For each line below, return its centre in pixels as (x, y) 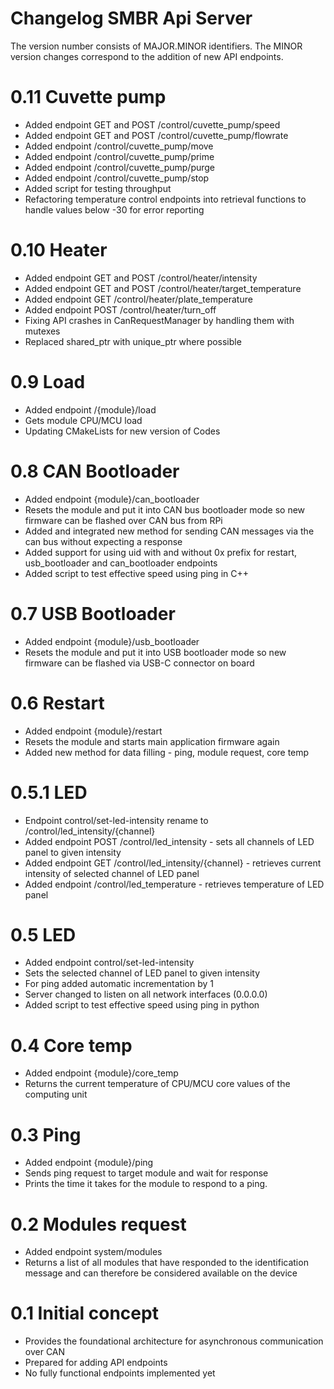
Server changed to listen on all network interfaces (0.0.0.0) (146, 994)
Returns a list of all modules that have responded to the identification (166, 1263)
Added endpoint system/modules (93, 1252)
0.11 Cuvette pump (88, 97)
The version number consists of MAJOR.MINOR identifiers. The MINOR (156, 46)
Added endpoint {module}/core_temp (101, 1073)
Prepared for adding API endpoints (96, 1363)
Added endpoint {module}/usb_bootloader (112, 641)
